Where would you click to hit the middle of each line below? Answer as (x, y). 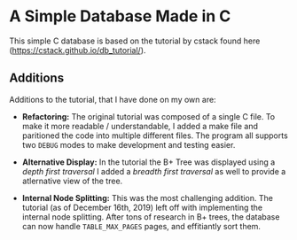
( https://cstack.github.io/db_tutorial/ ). (78, 50)
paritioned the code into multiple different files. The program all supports (155, 135)
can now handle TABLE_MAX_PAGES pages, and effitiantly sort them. (141, 226)
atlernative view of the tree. (72, 181)
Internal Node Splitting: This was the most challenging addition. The (147, 197)
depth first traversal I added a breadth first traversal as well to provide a (154, 171)
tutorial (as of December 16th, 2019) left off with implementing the (142, 207)
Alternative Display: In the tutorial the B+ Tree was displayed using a (148, 162)
